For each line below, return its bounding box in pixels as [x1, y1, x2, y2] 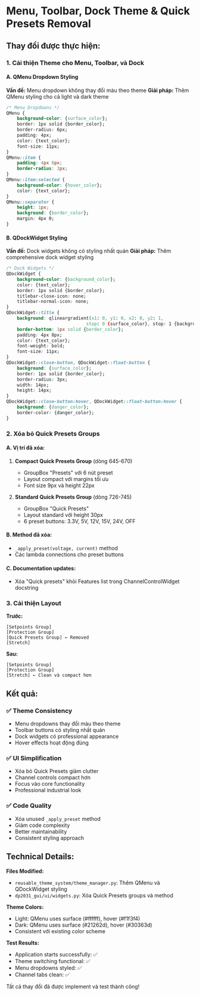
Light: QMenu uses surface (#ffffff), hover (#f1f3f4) [14, 915, 140, 922]
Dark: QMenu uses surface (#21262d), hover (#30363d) [14, 921, 153, 928]
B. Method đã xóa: [6, 531, 52, 538]
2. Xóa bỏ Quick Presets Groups [6, 429, 100, 437]
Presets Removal [6, 17, 91, 30]
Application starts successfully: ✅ [14, 951, 98, 958]
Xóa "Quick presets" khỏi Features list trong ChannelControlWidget [14, 578, 180, 585]
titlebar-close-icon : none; [17, 293, 86, 299]
